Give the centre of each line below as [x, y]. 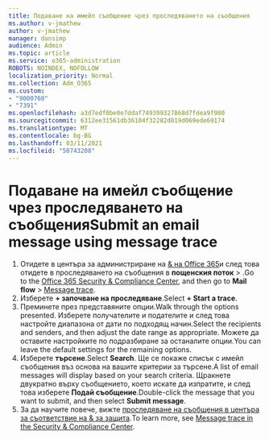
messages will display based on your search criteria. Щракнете [125, 375]
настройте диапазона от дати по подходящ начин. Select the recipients [141, 324]
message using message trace [113, 242]
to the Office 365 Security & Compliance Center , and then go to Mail [133, 281]
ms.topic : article [39, 53]
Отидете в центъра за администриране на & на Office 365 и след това [140, 264]
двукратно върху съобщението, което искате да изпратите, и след [135, 384]
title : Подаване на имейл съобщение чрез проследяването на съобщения [129, 16]
